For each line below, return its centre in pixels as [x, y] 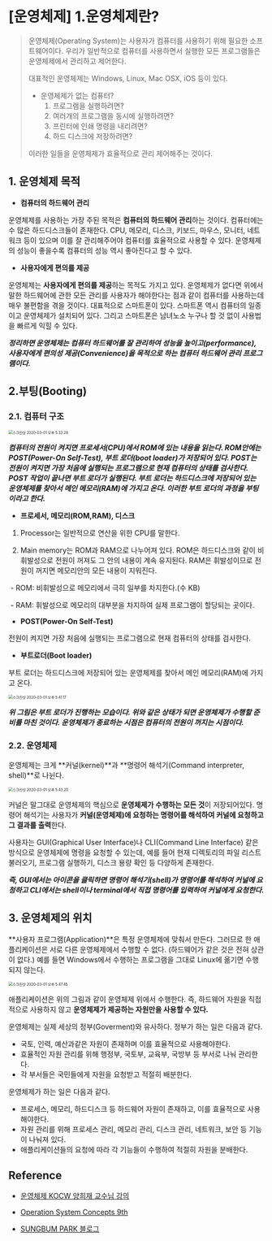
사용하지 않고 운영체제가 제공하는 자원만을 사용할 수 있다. [119, 1009]
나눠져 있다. [47, 1139]
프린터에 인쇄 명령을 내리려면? [100, 126]
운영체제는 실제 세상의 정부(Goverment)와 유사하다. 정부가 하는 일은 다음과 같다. [136, 1026]
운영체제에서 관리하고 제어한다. [78, 61]
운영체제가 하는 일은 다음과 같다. [60, 1091]
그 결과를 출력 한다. [37, 825]
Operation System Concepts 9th [74, 1213]
